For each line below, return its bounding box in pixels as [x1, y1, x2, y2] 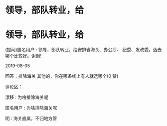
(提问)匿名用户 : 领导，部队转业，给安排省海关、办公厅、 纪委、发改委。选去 [5, 47, 162, 53]
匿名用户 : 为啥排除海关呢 [5, 105, 57, 111]
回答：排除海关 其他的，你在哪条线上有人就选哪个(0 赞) [5, 73, 119, 79]
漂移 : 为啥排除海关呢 [5, 94, 48, 100]
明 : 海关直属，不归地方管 [5, 116, 57, 122]
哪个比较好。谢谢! [5, 53, 42, 59]
